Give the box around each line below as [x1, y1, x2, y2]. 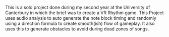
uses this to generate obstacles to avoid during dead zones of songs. [5, 26, 149, 32]
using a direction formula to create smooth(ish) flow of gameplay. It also [5, 20, 155, 26]
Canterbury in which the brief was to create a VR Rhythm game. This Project [5, 10, 164, 16]
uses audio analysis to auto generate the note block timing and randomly [5, 15, 156, 21]
